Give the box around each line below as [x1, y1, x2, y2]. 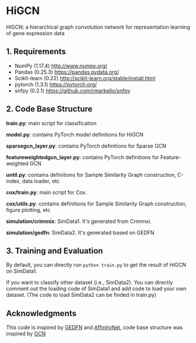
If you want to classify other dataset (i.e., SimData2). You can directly [6, 279, 173, 286]
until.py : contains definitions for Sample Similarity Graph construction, [6, 171, 177, 178]
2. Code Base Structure [6, 104, 92, 114]
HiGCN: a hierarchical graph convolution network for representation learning [6, 23, 190, 30]
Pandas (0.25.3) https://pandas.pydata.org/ [14, 68, 119, 76]
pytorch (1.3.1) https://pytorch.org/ [14, 81, 97, 88]
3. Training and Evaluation [6, 246, 104, 256]
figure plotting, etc [6, 206, 51, 213]
